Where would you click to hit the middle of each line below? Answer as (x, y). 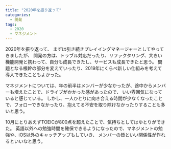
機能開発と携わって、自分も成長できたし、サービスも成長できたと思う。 (81, 62)
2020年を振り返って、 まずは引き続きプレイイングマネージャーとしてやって (85, 49)
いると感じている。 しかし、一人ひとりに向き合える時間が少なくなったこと (84, 98)
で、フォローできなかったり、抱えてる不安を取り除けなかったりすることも (83, 105)
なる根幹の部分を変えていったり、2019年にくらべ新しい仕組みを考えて (88, 68)
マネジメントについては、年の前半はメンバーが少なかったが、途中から (79, 86)
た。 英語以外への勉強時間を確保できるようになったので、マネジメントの (82, 128)
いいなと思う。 (30, 141)
